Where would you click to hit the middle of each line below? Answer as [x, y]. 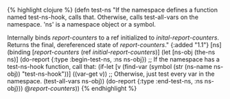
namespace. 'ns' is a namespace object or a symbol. [82, 24]
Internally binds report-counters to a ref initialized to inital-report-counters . [113, 38]
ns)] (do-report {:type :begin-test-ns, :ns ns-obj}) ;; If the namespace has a [113, 59]
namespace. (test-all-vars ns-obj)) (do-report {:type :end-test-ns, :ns [105, 81]
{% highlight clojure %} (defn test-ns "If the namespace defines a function [113, 10]
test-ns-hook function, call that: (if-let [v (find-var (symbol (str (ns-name [110, 67]
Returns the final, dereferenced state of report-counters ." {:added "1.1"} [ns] [114, 45]
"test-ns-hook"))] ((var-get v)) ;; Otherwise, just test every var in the [118, 74]
